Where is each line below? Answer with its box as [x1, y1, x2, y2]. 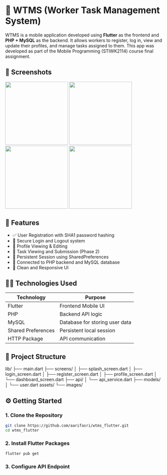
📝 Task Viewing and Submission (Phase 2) [12, 248, 100, 254]
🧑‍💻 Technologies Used [5, 279, 77, 287]
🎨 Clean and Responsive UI [12, 264, 69, 270]
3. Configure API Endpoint [5, 463, 70, 470]
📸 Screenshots [5, 68, 52, 77]
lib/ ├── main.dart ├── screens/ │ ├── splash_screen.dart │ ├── [5, 366, 142, 372]
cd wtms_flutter [5, 428, 39, 433]
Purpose [85, 294, 106, 301]
